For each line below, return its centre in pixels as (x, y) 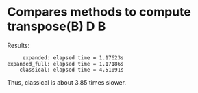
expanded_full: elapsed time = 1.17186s (66, 64)
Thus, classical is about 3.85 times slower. (67, 82)
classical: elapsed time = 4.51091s (72, 70)
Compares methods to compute (99, 12)
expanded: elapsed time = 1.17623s (73, 58)
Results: (18, 45)
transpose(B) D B (57, 26)
